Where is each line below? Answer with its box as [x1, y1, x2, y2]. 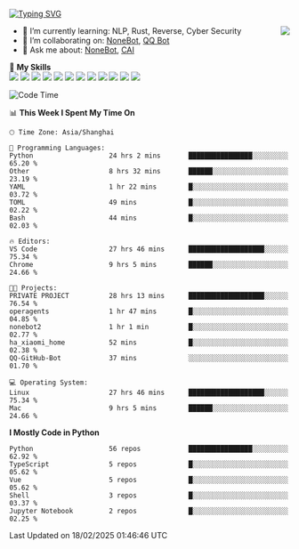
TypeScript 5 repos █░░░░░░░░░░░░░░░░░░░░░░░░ [9, 460, 289, 469]
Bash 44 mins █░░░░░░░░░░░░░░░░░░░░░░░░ [9, 214, 289, 222]
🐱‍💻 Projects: [9, 284, 58, 293]
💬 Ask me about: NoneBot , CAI [21, 44, 135, 55]
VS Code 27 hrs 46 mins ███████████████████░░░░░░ [9, 245, 289, 254]
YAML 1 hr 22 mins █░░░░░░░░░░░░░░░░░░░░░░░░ [9, 182, 289, 191]
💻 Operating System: [9, 378, 89, 387]
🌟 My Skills [9, 62, 52, 72]
